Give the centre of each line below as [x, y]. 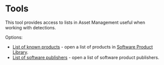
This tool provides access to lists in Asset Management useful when [75, 22]
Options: [14, 37]
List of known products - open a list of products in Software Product [82, 47]
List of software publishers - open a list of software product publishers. [86, 57]
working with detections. [30, 27]
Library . [20, 52]
